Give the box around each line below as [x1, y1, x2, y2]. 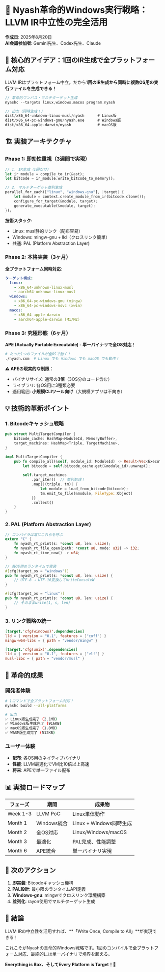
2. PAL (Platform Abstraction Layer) [5, 521, 92, 528]
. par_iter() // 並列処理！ [31, 477, 85, 482]
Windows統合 [36, 820, 68, 827]
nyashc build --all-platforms [5, 703, 67, 708]
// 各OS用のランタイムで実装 [5, 564, 56, 569]
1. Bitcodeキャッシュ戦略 [5, 420, 64, 427]
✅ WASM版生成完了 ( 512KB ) [5, 730, 55, 736]
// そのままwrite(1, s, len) [14, 600, 71, 605]
